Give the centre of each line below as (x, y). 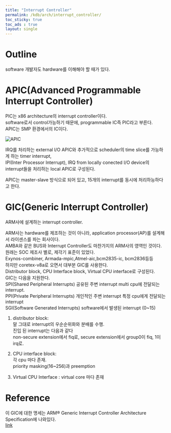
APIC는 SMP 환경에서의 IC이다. (37, 129)
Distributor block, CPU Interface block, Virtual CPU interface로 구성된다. (80, 271)
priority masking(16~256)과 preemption (54, 366)
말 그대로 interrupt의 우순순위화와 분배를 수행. (58, 324)
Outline (21, 55)
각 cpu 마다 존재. (30, 360)
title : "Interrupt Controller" (39, 10)
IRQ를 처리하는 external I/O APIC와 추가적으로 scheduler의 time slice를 (78, 150)
